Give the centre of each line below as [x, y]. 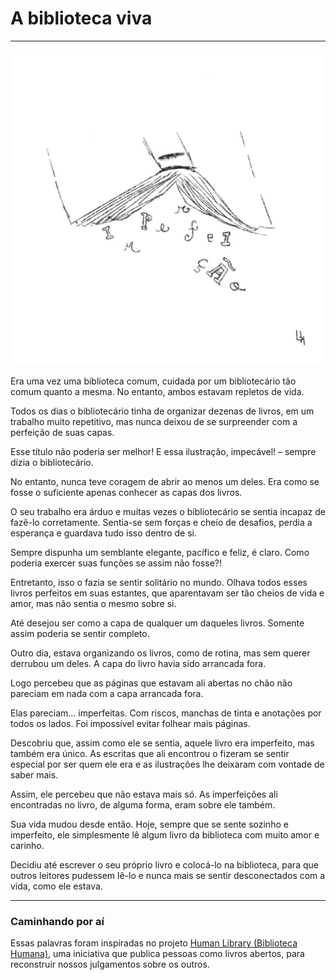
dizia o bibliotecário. [52, 462]
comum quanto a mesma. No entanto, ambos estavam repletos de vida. [157, 391]
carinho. [27, 845]
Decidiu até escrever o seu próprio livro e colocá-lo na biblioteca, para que [164, 864]
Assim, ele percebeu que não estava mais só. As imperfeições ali [144, 794]
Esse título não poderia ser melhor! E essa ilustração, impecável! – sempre [163, 451]
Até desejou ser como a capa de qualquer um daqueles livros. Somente [157, 623]
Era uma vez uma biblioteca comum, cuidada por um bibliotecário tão [153, 381]
